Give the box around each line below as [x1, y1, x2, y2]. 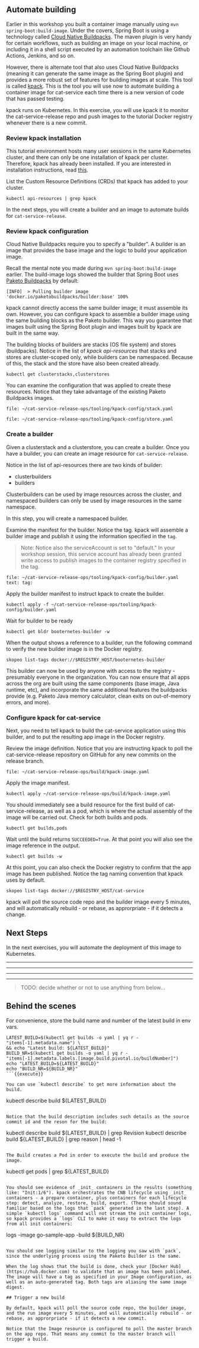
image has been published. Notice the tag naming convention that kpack [6, 870, 184, 877]
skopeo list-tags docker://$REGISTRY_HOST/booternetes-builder [6, 657, 166, 663]
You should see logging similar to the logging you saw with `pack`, [6, 1248, 182, 1254]
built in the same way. [6, 329, 59, 337]
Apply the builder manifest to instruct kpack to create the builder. [6, 590, 165, 597]
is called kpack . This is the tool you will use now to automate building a [6, 82, 179, 90]
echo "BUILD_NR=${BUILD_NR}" [6, 1066, 78, 1072]
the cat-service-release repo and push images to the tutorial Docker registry [6, 113, 192, 120]
